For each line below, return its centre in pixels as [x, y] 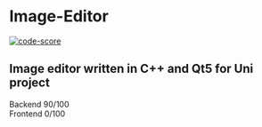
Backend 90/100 [39, 104]
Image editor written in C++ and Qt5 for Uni [131, 69]
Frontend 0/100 [37, 114]
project [30, 83]
